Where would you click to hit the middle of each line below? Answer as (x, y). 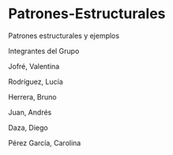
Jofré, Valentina (34, 66)
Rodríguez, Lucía (36, 81)
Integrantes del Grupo (44, 51)
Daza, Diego (28, 127)
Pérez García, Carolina (45, 142)
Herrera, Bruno (32, 96)
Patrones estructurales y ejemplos (64, 36)
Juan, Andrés (30, 112)
